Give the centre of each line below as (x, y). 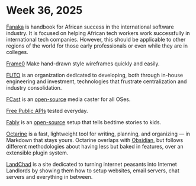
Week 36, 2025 (44, 10)
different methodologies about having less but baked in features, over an (95, 146)
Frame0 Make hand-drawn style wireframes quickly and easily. (83, 64)
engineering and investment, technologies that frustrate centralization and (97, 81)
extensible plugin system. (37, 153)
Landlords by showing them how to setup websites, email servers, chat (93, 171)
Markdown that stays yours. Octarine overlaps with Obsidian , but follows (95, 140)
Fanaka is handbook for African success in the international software (90, 27)
